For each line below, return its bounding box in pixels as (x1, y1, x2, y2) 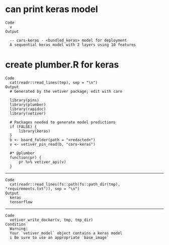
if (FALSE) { (10, 124, 37, 129)
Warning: (10, 226, 28, 231)
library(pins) (10, 97, 39, 103)
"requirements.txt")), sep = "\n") (5, 186, 80, 191)
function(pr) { (10, 155, 42, 160)
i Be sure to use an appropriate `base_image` (10, 235, 109, 240)
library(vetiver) (10, 111, 46, 116)
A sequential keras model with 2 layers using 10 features (10, 42, 136, 47)
